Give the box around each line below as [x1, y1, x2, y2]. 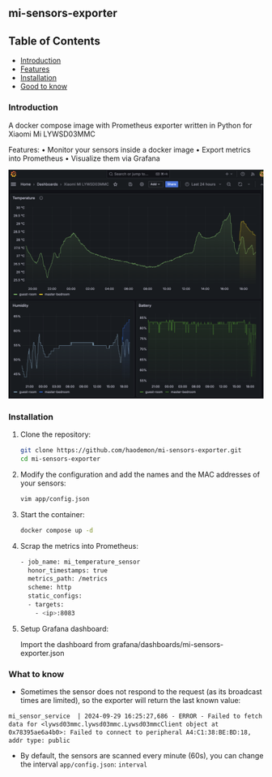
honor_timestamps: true [28, 566, 108, 575]
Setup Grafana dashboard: [19, 624, 109, 633]
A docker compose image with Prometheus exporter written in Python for [8, 120, 253, 130]
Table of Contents [8, 34, 101, 48]
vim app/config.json [19, 494, 90, 503]
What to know [8, 668, 65, 680]
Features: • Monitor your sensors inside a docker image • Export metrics [8, 145, 251, 154]
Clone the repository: [19, 430, 91, 439]
